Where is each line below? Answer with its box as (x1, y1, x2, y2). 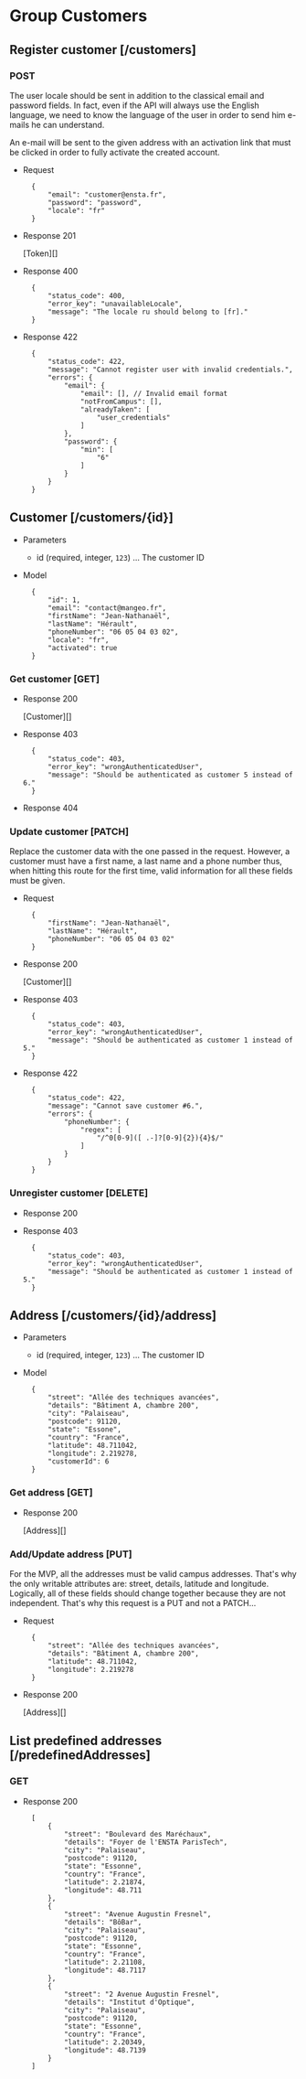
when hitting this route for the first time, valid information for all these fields (9, 865, 293, 876)
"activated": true (47, 643, 118, 652)
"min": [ (80, 445, 114, 454)
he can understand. (31, 119, 105, 130)
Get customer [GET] (9, 672, 100, 685)
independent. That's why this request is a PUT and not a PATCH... (9, 1597, 257, 1608)
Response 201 (22, 230, 76, 241)
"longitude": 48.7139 (63, 2045, 146, 2054)
